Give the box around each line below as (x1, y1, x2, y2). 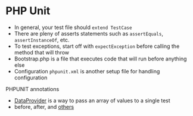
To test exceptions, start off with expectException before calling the (14, 43, 180, 50)
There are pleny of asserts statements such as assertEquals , (14, 30, 163, 37)
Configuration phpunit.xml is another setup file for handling (14, 67, 160, 75)
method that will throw (14, 49, 70, 56)
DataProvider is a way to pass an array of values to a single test (14, 96, 170, 104)
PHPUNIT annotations (5, 85, 60, 92)
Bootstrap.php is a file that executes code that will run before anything (14, 55, 187, 62)
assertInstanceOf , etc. (14, 36, 70, 43)
